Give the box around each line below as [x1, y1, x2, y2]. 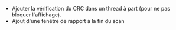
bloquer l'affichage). [11, 11, 61, 18]
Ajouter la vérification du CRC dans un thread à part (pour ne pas [11, 5, 170, 12]
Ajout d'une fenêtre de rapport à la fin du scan [11, 18, 125, 24]
